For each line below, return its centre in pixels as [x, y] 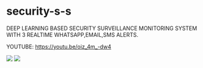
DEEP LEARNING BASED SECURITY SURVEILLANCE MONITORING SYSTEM [102, 28]
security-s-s [39, 11]
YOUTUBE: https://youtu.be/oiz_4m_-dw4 [59, 47]
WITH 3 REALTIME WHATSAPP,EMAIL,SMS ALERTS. [72, 34]
